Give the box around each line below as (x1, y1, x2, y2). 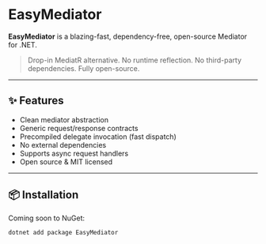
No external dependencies (19, 140, 107, 149)
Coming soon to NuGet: (8, 213, 85, 223)
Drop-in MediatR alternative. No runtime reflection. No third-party (27, 55, 242, 65)
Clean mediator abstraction (19, 114, 109, 124)
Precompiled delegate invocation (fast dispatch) (19, 132, 177, 141)
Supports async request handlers (19, 148, 129, 158)
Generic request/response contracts (19, 123, 139, 133)
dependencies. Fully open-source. (27, 63, 140, 73)
